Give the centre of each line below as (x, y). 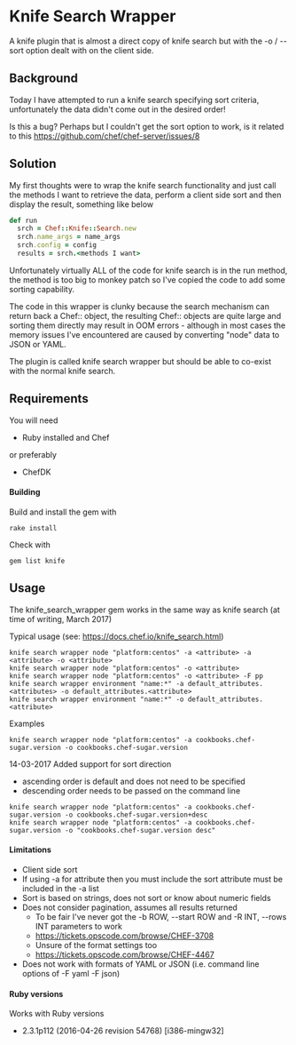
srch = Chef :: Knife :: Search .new (77, 228)
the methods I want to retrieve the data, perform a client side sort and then (145, 195)
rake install (33, 528)
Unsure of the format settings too (96, 945)
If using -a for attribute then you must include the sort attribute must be (152, 879)
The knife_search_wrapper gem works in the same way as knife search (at (145, 610)
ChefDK (36, 472)
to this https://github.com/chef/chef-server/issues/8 (105, 136)
